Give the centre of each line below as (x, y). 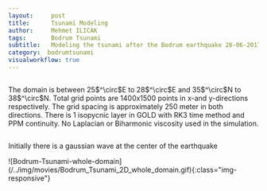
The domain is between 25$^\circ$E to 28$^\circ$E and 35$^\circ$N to (125, 89)
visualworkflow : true (44, 60)
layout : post (37, 16)
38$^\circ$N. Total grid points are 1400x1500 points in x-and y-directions (128, 98)
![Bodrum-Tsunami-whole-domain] (65, 161)
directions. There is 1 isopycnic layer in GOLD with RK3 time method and (126, 115)
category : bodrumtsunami (51, 53)
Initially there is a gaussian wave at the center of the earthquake (113, 146)
